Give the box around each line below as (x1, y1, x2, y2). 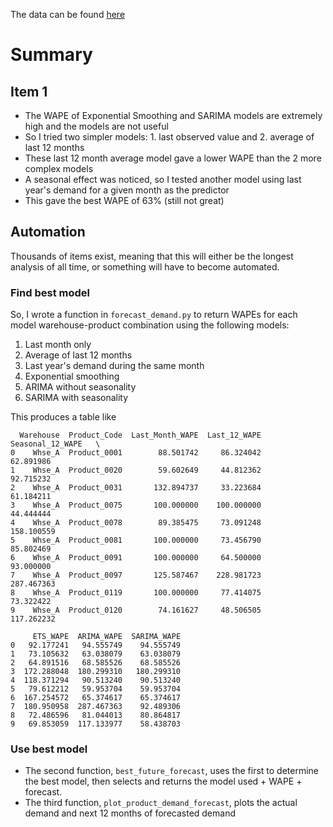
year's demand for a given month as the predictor (24, 184, 230, 196)
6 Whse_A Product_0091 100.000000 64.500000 (10, 553, 262, 563)
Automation (10, 224, 86, 241)
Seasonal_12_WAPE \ (10, 439, 101, 449)
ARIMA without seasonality (24, 381, 137, 393)
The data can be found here (10, 9, 126, 20)
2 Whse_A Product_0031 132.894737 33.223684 (10, 483, 262, 493)
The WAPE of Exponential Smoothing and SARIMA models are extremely (24, 110, 323, 121)
